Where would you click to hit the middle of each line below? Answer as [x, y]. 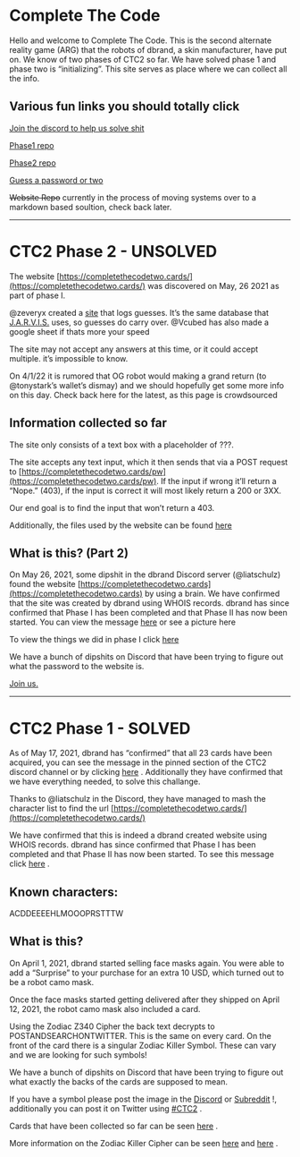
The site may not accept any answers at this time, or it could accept [134, 349]
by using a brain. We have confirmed [212, 594]
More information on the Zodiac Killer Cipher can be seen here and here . [144, 1143]
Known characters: [64, 892]
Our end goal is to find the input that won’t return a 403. [112, 507]
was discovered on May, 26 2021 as [213, 285]
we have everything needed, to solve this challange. [105, 782]
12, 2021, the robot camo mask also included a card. [105, 1008]
